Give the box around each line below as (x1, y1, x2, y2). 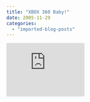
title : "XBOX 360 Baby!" (6, 9, 70, 15)
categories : (6, 20, 37, 26)
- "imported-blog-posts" (12, 26, 75, 32)
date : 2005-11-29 (6, 15, 51, 21)
